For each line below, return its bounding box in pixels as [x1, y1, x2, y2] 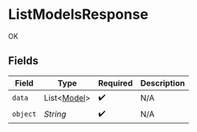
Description [140, 77, 185, 88]
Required [97, 77, 133, 88]
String [44, 108, 67, 119]
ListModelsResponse [8, 5, 149, 24]
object [12, 110, 37, 119]
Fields [8, 54, 39, 68]
